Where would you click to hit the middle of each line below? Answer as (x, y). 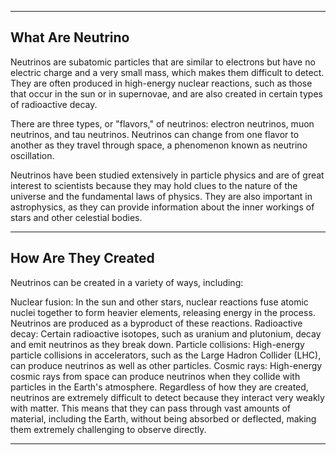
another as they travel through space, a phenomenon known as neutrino (159, 145)
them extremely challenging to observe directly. (108, 429)
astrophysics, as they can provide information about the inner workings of (162, 207)
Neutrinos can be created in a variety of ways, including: (127, 282)
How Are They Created (82, 258)
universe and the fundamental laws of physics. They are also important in (161, 196)
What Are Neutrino (70, 37)
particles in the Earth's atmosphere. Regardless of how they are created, (159, 387)
